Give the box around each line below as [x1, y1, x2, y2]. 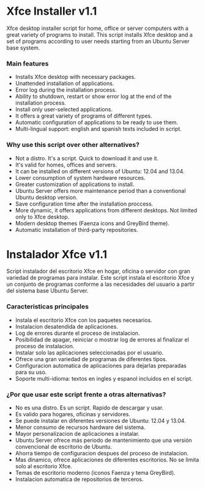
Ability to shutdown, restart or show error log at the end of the [15, 93, 172, 100]
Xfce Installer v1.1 [6, 4, 97, 18]
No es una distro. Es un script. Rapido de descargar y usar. [15, 404, 164, 411]
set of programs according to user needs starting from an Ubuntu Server [6, 37, 190, 45]
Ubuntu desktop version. [15, 193, 78, 201]
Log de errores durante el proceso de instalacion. [15, 329, 140, 337]
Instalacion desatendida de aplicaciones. [15, 323, 118, 330]
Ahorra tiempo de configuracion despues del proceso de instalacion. [15, 450, 188, 457]
